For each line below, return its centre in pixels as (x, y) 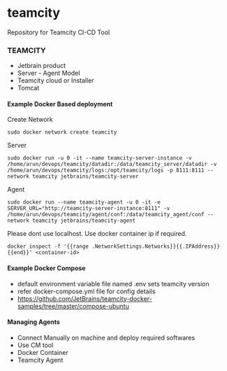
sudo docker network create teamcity (62, 132)
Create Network (30, 120)
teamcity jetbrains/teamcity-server (86, 176)
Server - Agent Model (49, 73)
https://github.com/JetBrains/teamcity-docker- (85, 298)
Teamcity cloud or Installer (56, 80)
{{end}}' (20, 253)
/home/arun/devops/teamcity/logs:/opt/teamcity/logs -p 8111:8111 (106, 170)
